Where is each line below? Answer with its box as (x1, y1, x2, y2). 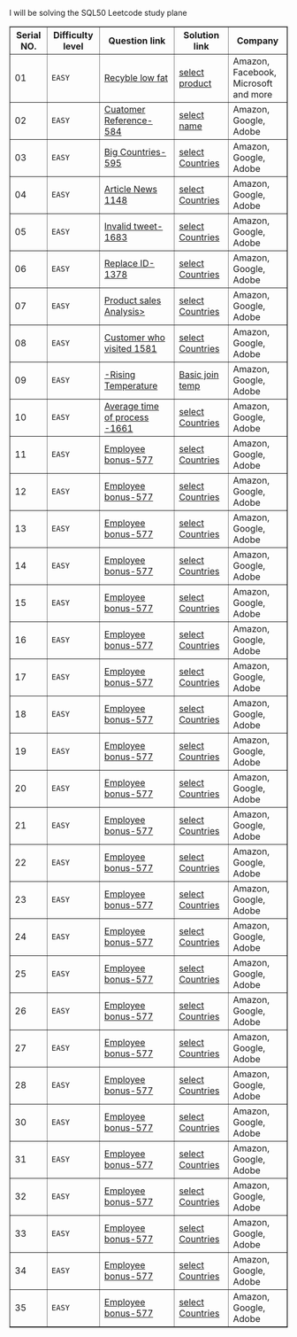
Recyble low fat (104, 72, 169, 83)
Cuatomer (104, 104, 146, 115)
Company (236, 35, 279, 47)
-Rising (104, 369, 136, 380)
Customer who (104, 331, 166, 344)
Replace (104, 257, 139, 269)
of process (104, 411, 149, 424)
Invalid (104, 221, 133, 232)
